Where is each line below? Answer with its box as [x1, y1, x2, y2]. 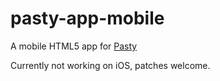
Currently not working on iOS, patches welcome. [10, 59, 211, 71]
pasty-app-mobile [10, 7, 165, 30]
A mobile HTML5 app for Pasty [10, 40, 138, 52]
